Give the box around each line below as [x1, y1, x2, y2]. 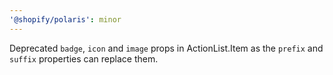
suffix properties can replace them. [9, 52, 159, 65]
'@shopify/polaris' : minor [9, 14, 122, 25]
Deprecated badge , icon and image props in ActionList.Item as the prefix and [9, 42, 324, 54]
